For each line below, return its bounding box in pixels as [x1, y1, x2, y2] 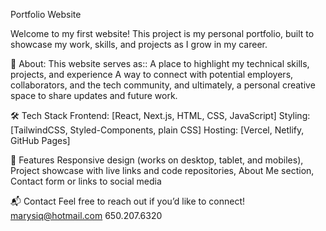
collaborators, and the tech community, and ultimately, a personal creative [10, 79, 316, 91]
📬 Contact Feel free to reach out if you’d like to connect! [10, 195, 246, 207]
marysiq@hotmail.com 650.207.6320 [10, 210, 163, 221]
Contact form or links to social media [10, 175, 162, 187]
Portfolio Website [10, 9, 82, 20]
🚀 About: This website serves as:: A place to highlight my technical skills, [10, 58, 310, 69]
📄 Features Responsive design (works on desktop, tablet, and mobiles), [10, 154, 304, 166]
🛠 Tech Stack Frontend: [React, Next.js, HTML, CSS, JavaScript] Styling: [10, 110, 311, 121]
